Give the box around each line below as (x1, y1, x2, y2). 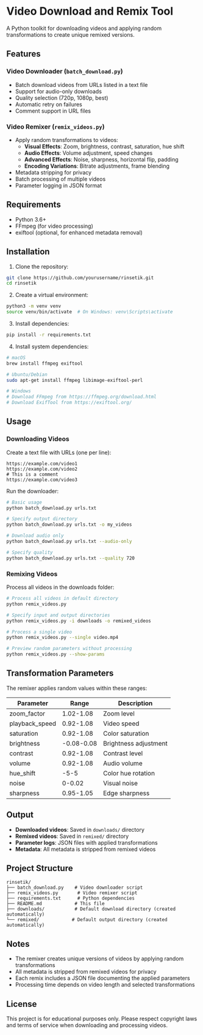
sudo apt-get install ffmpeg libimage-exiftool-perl (6, 377, 143, 383)
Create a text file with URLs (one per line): (6, 449, 112, 456)
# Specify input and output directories (6, 612, 111, 618)
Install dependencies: (15, 320, 69, 327)
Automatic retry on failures (15, 100, 82, 108)
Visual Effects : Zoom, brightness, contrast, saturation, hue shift (24, 143, 185, 150)
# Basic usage (6, 499, 43, 506)
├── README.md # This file (6, 901, 105, 907)
